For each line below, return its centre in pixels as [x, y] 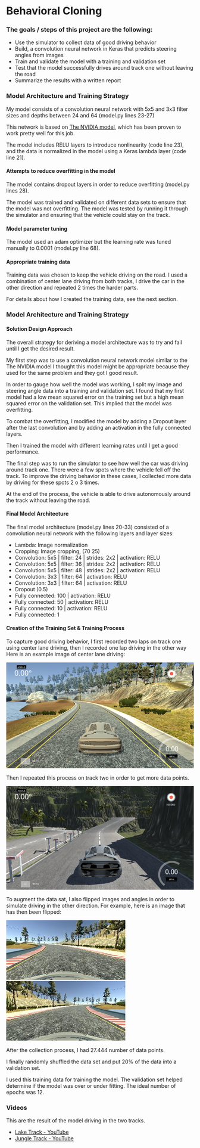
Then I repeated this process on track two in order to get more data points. [98, 778]
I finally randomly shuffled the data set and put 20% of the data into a [91, 1062]
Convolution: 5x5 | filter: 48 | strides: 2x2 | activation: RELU [87, 570]
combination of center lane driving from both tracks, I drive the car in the [96, 281]
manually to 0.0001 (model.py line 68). [53, 248]
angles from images [39, 55]
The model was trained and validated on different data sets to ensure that [96, 202]
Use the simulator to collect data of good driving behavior [85, 42]
